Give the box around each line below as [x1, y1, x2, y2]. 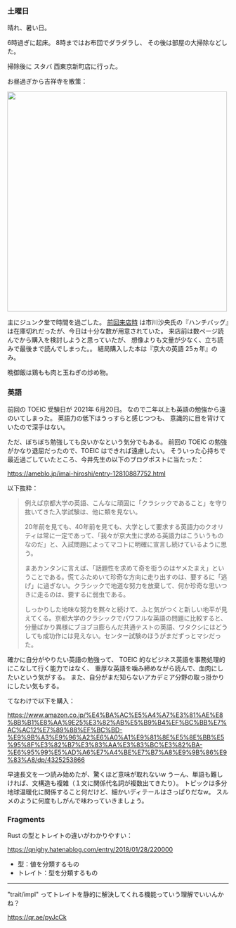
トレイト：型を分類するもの [17, 868, 98, 877]
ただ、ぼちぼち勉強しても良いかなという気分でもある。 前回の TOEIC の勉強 [7, 438, 227, 446]
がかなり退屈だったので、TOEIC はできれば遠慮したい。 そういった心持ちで [7, 446, 226, 455]
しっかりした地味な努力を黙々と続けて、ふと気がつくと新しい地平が [24, 605, 222, 614]
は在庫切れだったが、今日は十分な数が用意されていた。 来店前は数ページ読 [7, 327, 224, 336]
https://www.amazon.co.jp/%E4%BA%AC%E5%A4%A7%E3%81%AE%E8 [7, 711, 223, 719]
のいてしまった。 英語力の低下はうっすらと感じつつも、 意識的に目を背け [7, 414, 220, 422]
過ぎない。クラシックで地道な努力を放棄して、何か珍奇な [43, 581, 209, 590]
